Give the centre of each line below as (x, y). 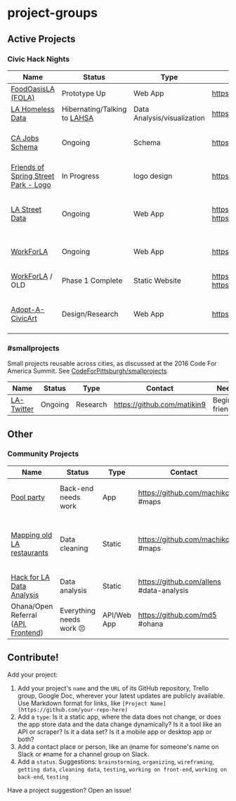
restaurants (30, 552)
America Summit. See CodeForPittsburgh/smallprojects (87, 371)
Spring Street (33, 176)
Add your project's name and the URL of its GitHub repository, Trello (113, 688)
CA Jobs (25, 138)
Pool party (28, 497)
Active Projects (41, 39)
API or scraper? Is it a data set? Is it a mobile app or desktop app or (114, 731)
